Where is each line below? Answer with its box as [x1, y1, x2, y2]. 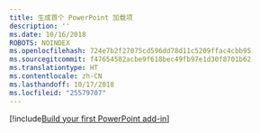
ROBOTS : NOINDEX [9, 38, 70, 48]
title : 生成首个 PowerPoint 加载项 [9, 13, 133, 22]
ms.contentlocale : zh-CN [9, 72, 103, 81]
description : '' [9, 22, 70, 31]
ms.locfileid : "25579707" [9, 88, 106, 97]
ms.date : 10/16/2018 [9, 30, 87, 39]
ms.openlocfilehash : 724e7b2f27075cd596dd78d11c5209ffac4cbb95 [9, 47, 252, 56]
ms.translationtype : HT [9, 64, 99, 73]
